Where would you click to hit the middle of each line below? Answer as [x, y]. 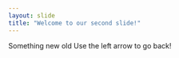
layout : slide [32, 15]
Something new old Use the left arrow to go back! [90, 45]
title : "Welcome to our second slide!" [75, 23]
